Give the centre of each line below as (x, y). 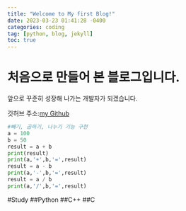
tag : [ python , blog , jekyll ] (50, 34)
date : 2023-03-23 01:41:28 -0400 (57, 21)
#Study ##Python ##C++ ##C (51, 200)
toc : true (22, 40)
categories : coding (36, 27)
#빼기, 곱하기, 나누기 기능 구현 (48, 127)
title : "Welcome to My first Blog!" (61, 14)
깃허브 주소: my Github (38, 113)
